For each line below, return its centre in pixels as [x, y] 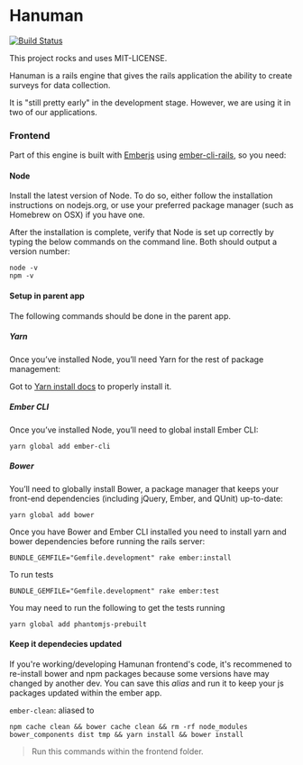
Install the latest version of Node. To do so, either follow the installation [141, 196]
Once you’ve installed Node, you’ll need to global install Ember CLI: [134, 430]
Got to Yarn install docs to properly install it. [91, 386]
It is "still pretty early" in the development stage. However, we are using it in [150, 102]
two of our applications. [53, 112]
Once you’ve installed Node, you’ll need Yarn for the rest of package [137, 359]
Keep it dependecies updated [65, 644]
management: [35, 369]
